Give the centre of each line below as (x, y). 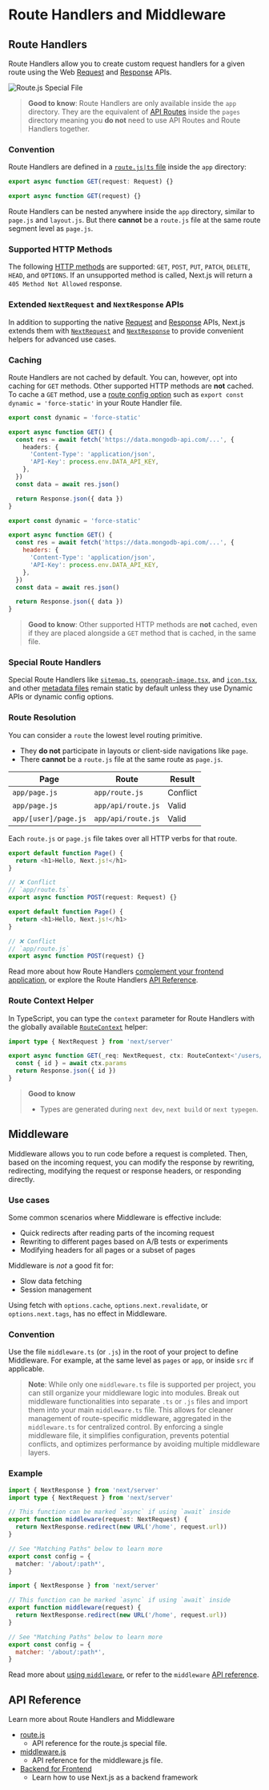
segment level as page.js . (51, 229)
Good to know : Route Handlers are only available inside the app (132, 103)
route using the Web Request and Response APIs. (90, 72)
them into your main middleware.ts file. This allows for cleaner (130, 1410)
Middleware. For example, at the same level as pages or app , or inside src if (131, 1360)
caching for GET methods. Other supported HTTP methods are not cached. (131, 386)
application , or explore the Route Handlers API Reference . (103, 980)
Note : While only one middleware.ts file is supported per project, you (142, 1384)
